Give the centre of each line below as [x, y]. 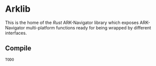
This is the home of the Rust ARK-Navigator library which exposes [72, 22]
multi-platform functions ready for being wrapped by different [89, 27]
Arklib [18, 9]
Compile [18, 48]
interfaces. [16, 33]
